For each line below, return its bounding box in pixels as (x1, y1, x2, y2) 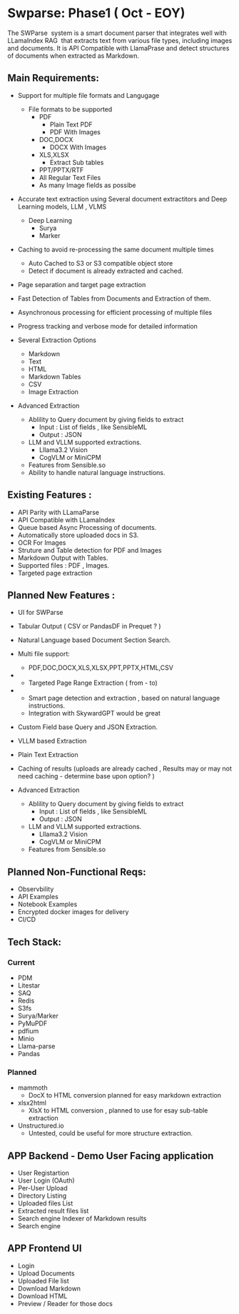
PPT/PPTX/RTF (39, 166, 84, 174)
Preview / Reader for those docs (17, 1299, 113, 1308)
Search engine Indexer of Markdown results (17, 1214, 147, 1223)
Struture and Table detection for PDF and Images (17, 546, 162, 554)
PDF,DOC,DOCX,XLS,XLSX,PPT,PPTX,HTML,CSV (28, 663, 173, 672)
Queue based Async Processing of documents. (17, 523, 157, 531)
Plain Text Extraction (17, 751, 78, 759)
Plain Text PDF (49, 120, 93, 129)
